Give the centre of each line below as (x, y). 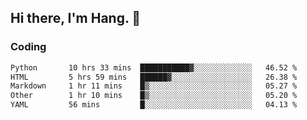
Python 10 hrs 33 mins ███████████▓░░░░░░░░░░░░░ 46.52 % (154, 67)
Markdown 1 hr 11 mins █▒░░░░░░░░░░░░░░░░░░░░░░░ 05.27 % (154, 86)
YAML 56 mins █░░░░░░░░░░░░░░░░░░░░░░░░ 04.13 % (154, 105)
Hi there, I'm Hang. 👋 (76, 18)
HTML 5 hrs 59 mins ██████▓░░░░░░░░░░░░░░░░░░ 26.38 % (154, 77)
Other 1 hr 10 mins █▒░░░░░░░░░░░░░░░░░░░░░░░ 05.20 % (154, 96)
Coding (28, 47)
